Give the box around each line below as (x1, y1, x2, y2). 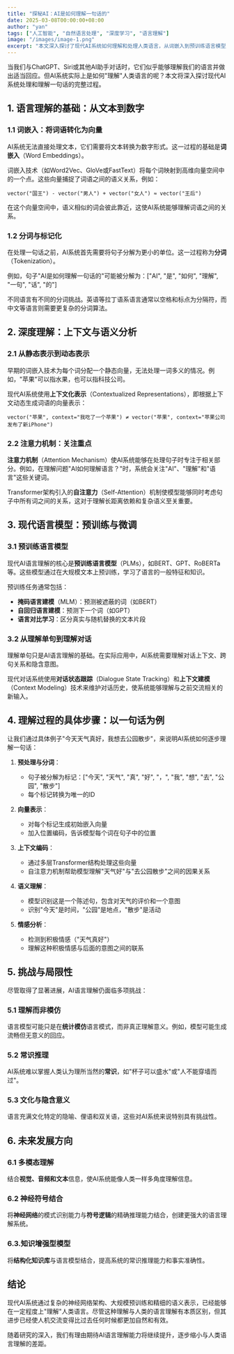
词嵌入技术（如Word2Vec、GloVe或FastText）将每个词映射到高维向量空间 (7, 165, 219, 174)
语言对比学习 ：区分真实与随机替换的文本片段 (17, 615, 146, 623)
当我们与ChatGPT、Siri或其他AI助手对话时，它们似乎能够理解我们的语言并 (7, 63, 219, 70)
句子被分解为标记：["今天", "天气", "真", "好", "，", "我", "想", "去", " (27, 773, 219, 781)
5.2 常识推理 (7, 1050, 49, 1059)
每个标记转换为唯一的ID (27, 790, 95, 798)
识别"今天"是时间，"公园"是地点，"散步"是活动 (27, 905, 162, 914)
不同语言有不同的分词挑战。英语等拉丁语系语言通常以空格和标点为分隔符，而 (7, 295, 227, 304)
